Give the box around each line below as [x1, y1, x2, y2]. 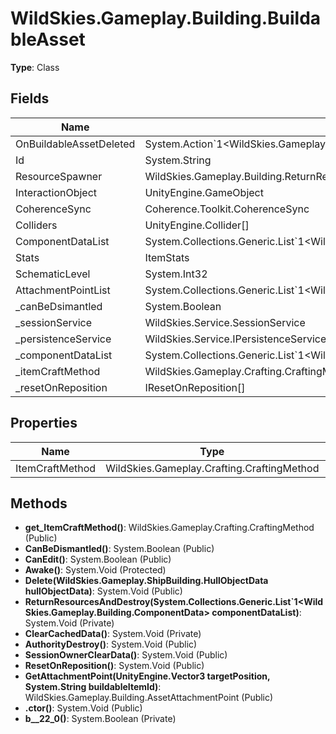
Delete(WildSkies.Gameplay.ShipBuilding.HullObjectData [24, 575, 269, 587]
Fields [10, 90, 50, 107]
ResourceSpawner [15, 169, 103, 183]
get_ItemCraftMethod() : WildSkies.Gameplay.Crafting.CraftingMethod [24, 522, 315, 534]
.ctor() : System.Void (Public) [24, 702, 143, 714]
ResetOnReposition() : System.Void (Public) [24, 660, 205, 672]
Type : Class [10, 61, 60, 73]
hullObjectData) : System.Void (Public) [24, 585, 183, 597]
